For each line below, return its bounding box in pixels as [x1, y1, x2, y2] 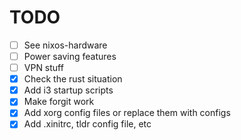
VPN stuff [23, 62, 64, 74]
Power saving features [23, 51, 117, 62]
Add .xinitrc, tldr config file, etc [23, 118, 152, 130]
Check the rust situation [23, 73, 123, 85]
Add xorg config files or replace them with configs [23, 107, 231, 119]
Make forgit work [23, 96, 95, 108]
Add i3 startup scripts [23, 84, 114, 96]
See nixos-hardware [23, 39, 108, 51]
